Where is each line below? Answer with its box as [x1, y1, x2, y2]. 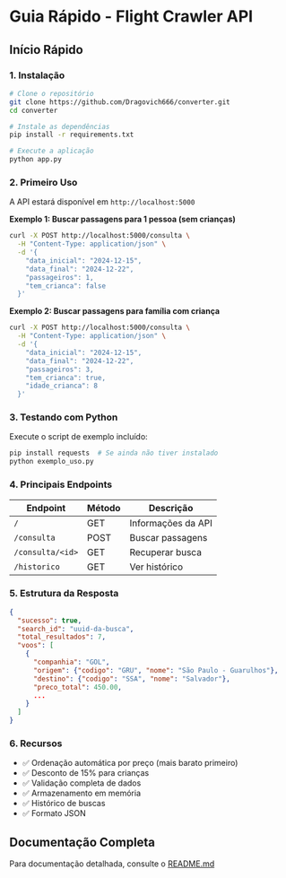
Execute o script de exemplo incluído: [9, 431, 148, 442]
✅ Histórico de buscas [22, 798, 106, 809]
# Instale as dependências [9, 122, 110, 131]
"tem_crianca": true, [25, 373, 106, 382]
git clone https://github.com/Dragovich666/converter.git [9, 97, 230, 107]
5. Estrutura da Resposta [9, 587, 119, 600]
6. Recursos [9, 737, 63, 750]
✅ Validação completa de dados [22, 778, 142, 788]
